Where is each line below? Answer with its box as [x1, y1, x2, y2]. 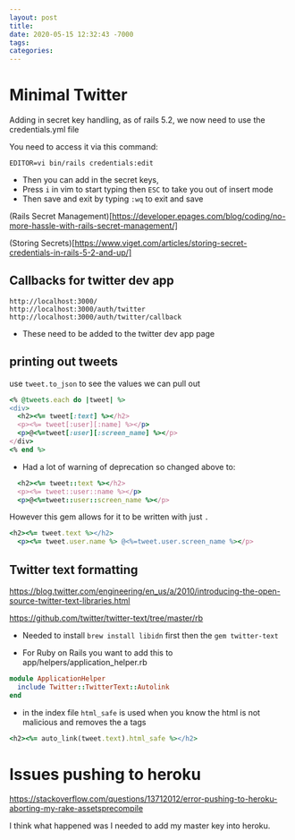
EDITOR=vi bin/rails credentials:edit [9, 159, 154, 168]
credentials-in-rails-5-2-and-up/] [9, 247, 132, 258]
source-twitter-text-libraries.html [9, 596, 131, 605]
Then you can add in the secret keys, [21, 175, 159, 185]
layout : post [9, 13, 58, 22]
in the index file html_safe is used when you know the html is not [21, 707, 261, 717]
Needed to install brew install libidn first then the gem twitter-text [21, 630, 279, 640]
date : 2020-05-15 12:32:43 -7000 [9, 30, 134, 39]
